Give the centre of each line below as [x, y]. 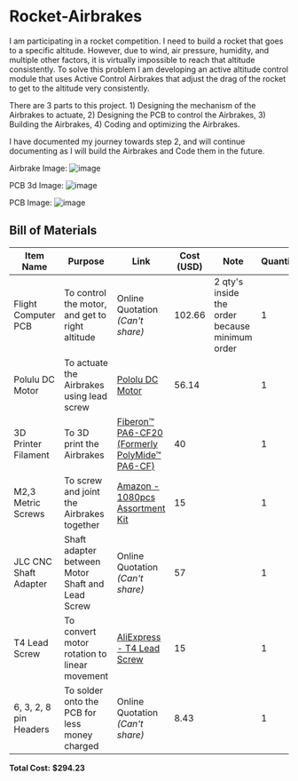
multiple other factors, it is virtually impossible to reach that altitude [132, 60]
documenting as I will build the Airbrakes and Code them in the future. [137, 151]
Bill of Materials [53, 231]
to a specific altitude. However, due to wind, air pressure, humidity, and [139, 50]
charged [81, 745]
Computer [35, 315]
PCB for [80, 713]
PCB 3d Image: [37, 185]
